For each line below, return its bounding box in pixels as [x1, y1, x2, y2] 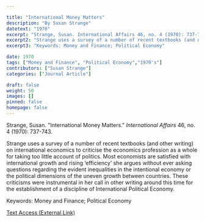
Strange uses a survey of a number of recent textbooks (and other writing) [6, 139, 194, 147]
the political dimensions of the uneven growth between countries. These [6, 172, 189, 179]
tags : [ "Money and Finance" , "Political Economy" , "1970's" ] [6, 59, 163, 65]
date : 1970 [6, 54, 34, 60]
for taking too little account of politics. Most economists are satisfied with [6, 152, 191, 160]
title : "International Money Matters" [6, 14, 105, 20]
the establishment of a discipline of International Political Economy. [6, 185, 175, 193]
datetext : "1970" [6, 26, 51, 32]
